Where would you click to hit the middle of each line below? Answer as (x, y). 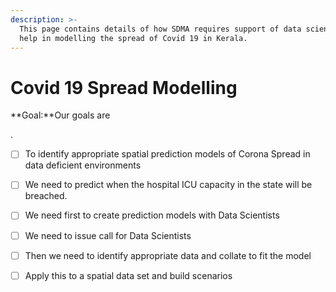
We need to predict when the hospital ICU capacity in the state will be (168, 185)
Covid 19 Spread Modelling (124, 87)
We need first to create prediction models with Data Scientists (152, 215)
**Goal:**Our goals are (60, 115)
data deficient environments (83, 165)
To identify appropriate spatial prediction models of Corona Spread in (167, 154)
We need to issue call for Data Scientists (108, 235)
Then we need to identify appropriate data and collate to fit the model (168, 255)
